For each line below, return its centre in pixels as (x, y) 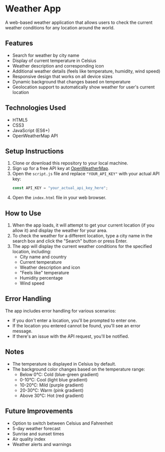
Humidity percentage (41, 278)
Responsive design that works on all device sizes (62, 76)
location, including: (32, 252)
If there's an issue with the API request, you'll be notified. (71, 336)
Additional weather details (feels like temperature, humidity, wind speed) (86, 71)
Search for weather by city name (46, 55)
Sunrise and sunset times (38, 434)
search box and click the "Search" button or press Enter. (70, 241)
